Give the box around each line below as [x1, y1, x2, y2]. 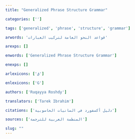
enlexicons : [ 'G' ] [5, 80, 44, 85]
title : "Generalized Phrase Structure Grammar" [5, 7, 108, 13]
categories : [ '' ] [5, 16, 42, 22]
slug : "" [5, 126, 24, 131]
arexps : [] [5, 44, 28, 49]
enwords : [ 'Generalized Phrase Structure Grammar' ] [5, 53, 117, 58]
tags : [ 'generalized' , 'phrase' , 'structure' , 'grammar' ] [5, 26, 130, 31]
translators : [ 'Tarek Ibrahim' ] [5, 99, 74, 104]
